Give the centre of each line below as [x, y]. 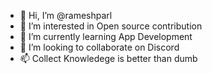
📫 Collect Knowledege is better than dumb [108, 58]
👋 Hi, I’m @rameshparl [66, 15]
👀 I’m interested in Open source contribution [111, 26]
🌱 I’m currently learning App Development [106, 36]
